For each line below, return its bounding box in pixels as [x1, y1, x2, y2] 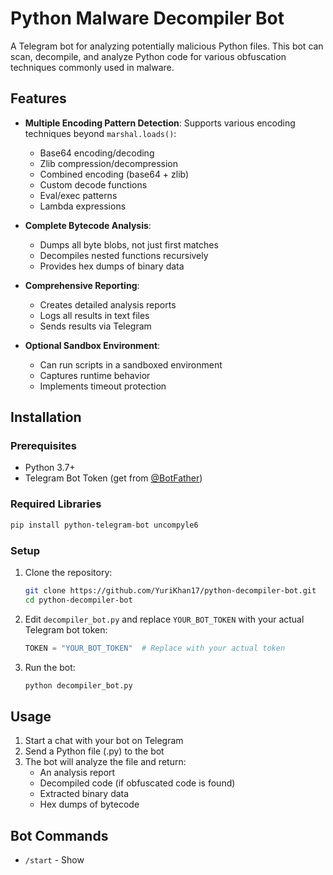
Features [10, 90, 67, 107]
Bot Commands [10, 827, 109, 844]
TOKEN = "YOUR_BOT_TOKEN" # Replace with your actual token [24, 643, 286, 653]
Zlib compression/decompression [39, 157, 178, 169]
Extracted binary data [39, 788, 130, 800]
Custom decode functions [39, 178, 148, 191]
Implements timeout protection [39, 380, 167, 392]
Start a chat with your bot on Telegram [24, 735, 184, 747]
